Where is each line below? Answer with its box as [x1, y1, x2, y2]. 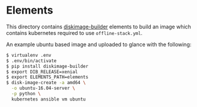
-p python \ [11, 91, 41, 97]
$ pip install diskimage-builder [6, 63, 89, 69]
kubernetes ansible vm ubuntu [11, 96, 86, 102]
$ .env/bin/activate [6, 57, 57, 64]
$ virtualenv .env [6, 52, 51, 58]
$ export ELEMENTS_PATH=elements [6, 74, 89, 80]
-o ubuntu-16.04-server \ [11, 85, 76, 92]
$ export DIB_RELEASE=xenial [6, 69, 78, 74]
